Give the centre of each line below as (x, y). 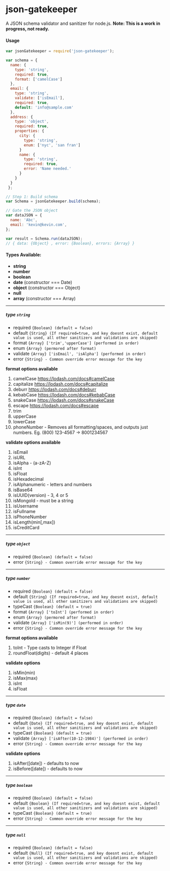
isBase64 (23, 490)
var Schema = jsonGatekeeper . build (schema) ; (53, 201)
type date (16, 705)
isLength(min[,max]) (34, 522)
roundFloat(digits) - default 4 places (51, 653)
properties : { (30, 131)
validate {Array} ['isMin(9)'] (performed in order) (68, 623)
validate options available (33, 442)
